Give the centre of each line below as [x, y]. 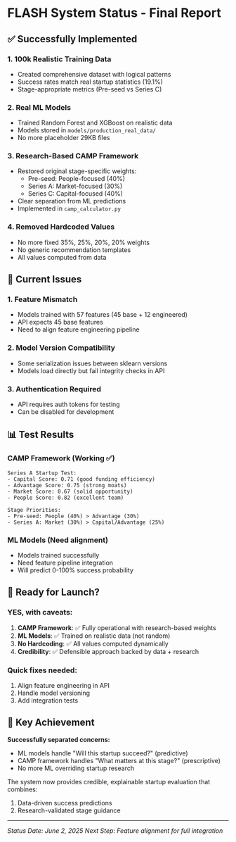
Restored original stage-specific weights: [77, 171]
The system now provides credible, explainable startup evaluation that [109, 781]
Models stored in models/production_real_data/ [87, 130]
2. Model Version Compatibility [61, 348]
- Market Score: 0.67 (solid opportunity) [70, 491]
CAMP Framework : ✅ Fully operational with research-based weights [117, 627]
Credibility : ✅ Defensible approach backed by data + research [108, 651]
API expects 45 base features [60, 322]
